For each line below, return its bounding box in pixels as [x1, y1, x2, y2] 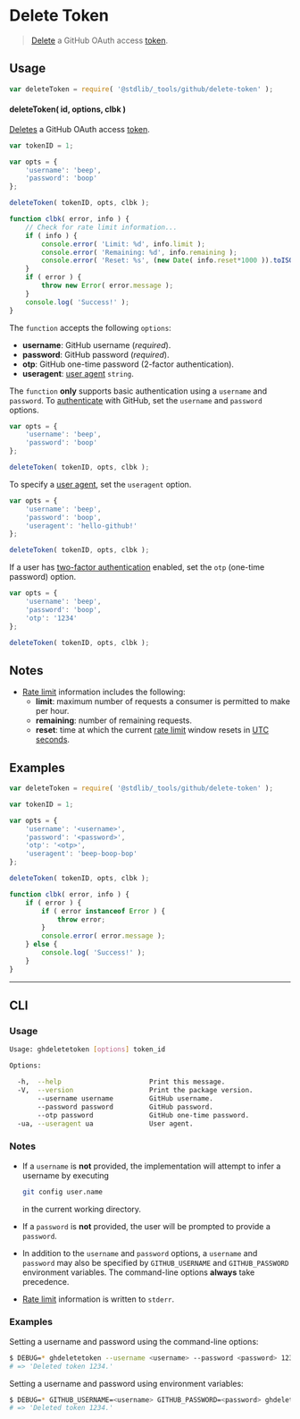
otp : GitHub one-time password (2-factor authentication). [21, 359, 235, 370]
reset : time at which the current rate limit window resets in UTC [35, 725, 270, 735]
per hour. [35, 706, 70, 717]
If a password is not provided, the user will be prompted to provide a [21, 1220, 271, 1231]
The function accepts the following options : [9, 322, 171, 333]
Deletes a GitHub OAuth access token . [9, 123, 150, 134]
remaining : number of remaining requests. [35, 715, 192, 726]
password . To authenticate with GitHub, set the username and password [9, 395, 262, 405]
